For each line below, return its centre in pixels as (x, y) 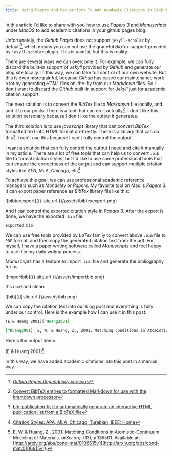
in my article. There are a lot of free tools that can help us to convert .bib (82, 153)
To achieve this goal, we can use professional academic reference (75, 180)
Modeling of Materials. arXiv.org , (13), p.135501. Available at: (76, 437)
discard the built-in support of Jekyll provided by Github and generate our (83, 67)
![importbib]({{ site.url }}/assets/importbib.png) (55, 277)
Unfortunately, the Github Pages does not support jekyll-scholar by (78, 40)
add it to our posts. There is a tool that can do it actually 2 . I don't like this (82, 110)
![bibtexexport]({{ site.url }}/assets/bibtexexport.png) (61, 201)
